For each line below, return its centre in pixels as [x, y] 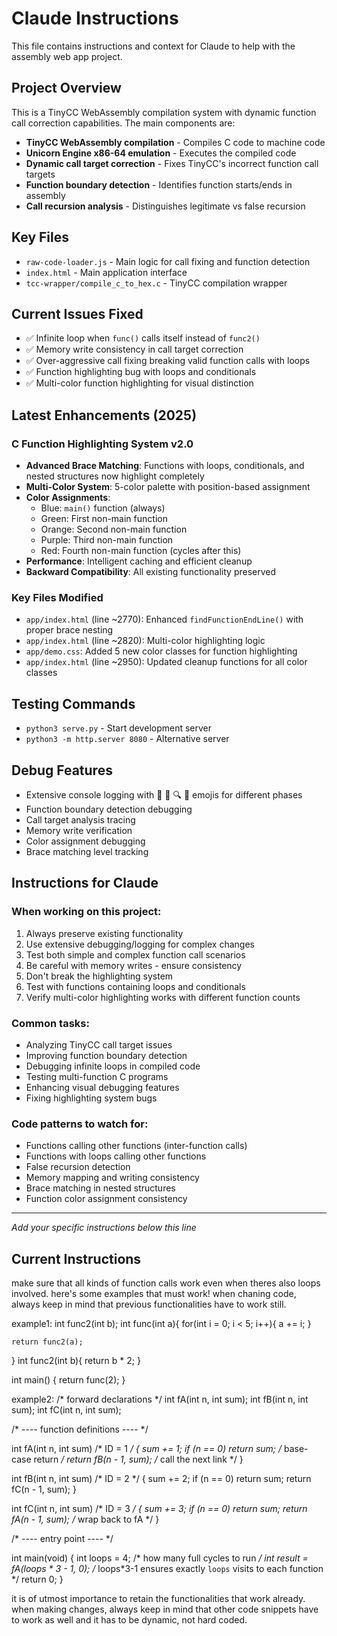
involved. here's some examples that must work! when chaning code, [154, 1294]
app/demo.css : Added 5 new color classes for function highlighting [161, 651]
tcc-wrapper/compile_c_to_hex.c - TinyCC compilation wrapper [156, 283]
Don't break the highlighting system [99, 976]
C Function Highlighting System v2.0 [102, 444]
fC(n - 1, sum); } [44, 1489]
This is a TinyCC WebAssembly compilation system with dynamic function [164, 112]
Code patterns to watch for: [80, 1124]
